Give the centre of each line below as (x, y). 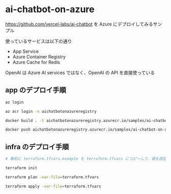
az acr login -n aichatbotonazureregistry (51, 111)
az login (15, 102)
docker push (18, 130)
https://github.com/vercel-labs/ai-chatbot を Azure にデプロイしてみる (79, 24)
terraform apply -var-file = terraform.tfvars (53, 186)
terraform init (21, 168)
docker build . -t (25, 120)
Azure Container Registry (39, 56)
